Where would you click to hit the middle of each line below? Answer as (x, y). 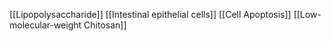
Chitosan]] (105, 25)
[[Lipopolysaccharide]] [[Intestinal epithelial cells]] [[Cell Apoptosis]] (150, 14)
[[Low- (307, 14)
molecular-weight (45, 25)
